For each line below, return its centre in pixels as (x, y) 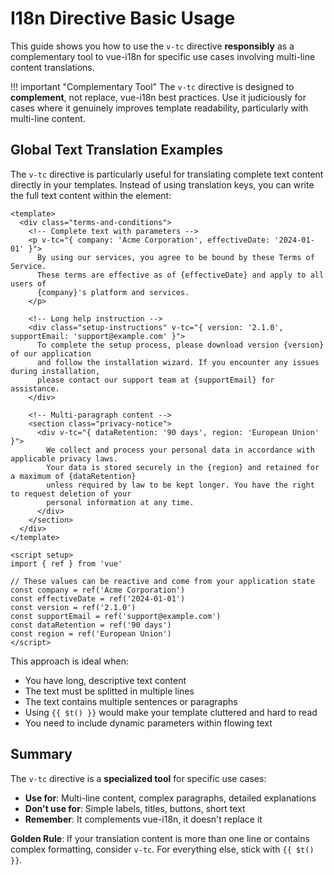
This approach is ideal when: (70, 661)
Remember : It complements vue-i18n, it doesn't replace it (143, 819)
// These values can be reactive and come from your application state (162, 581)
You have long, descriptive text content (105, 680)
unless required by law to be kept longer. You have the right (180, 485)
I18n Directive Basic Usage (123, 18)
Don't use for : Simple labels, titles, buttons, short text (135, 808)
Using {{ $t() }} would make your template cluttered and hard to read (171, 712)
